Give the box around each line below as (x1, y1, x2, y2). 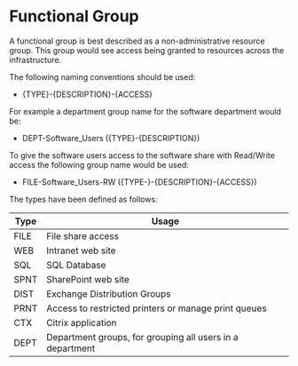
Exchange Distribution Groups (45, 287, 171, 299)
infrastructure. (9, 54, 62, 65)
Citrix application (45, 316, 117, 329)
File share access (45, 229, 120, 242)
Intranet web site (45, 244, 117, 257)
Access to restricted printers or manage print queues (45, 302, 268, 314)
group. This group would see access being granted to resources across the (9, 44, 285, 55)
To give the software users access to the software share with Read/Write (9, 149, 275, 161)
